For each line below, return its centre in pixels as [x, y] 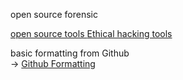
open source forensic [54, 14]
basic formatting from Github [70, 53]
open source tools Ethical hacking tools [91, 33]
